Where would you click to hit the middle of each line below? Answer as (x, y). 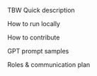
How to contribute (34, 37)
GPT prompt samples (38, 51)
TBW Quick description (41, 10)
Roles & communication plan (49, 65)
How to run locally (34, 24)
